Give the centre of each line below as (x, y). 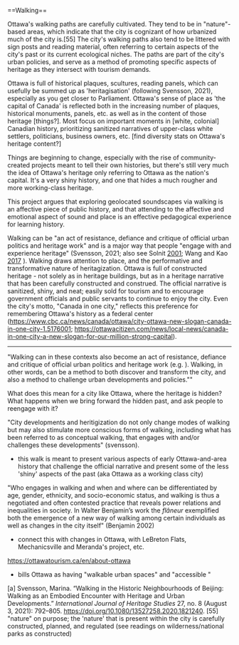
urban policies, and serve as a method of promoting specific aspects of (112, 62)
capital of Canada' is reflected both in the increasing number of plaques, (114, 106)
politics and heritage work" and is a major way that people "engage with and (119, 246)
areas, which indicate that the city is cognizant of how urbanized (122, 32)
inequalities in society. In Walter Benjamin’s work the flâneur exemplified (113, 510)
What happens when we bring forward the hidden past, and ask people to (115, 401)
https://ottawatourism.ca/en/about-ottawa (69, 561)
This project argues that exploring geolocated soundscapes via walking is (115, 201)
